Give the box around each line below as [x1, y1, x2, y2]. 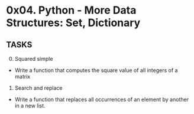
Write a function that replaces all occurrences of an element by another [14, 96, 189, 103]
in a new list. [14, 102, 46, 109]
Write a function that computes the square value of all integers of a [14, 67, 178, 74]
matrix [14, 73, 31, 80]
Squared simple [14, 56, 53, 62]
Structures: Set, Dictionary [6, 16, 141, 30]
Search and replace [14, 84, 63, 92]
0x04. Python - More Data [6, 4, 137, 17]
